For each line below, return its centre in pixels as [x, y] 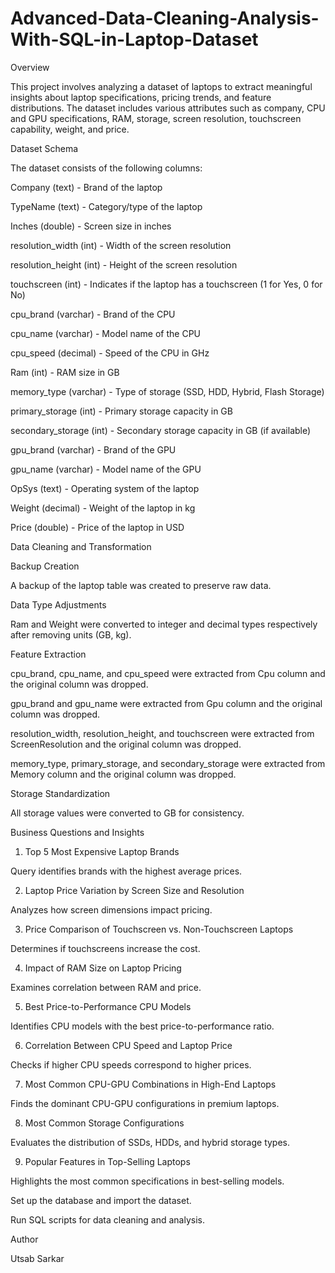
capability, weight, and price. [70, 129]
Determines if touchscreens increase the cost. [105, 948]
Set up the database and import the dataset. [101, 1200]
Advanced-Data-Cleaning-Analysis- [165, 18]
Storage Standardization [60, 793]
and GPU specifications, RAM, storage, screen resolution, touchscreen [156, 118]
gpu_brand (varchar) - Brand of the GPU [93, 449]
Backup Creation [45, 566]
